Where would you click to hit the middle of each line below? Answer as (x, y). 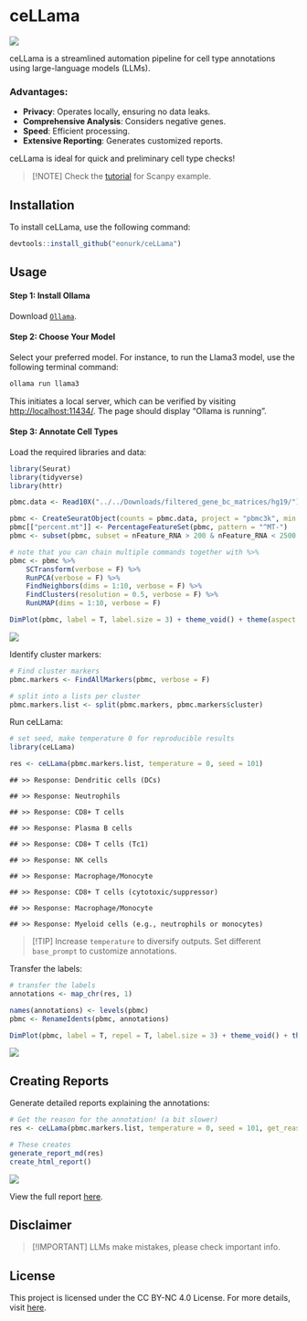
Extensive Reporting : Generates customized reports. (123, 141)
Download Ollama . (43, 315)
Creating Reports (59, 1081)
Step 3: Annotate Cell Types (64, 431)
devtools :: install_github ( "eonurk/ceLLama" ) (95, 244)
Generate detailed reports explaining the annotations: (110, 1103)
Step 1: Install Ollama (50, 295)
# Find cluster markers (55, 671)
